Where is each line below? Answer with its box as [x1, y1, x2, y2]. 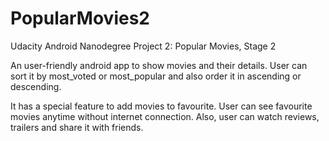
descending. [10, 80, 62, 92]
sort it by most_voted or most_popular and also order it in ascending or [10, 70, 302, 82]
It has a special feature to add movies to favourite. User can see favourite [10, 100, 313, 112]
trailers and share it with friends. [10, 121, 144, 133]
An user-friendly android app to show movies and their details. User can [10, 59, 308, 71]
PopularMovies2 [10, 7, 150, 30]
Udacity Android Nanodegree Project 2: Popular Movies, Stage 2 [10, 40, 277, 52]
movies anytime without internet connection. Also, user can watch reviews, [10, 110, 320, 122]
